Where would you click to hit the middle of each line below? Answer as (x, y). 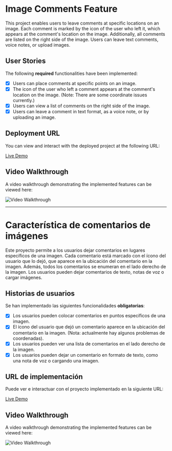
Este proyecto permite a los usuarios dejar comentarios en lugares (75, 250)
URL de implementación (44, 377)
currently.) (24, 100)
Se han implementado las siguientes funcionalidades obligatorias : (75, 306)
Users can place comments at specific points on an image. (74, 83)
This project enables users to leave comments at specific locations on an (82, 23)
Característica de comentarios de (78, 225)
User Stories (26, 61)
